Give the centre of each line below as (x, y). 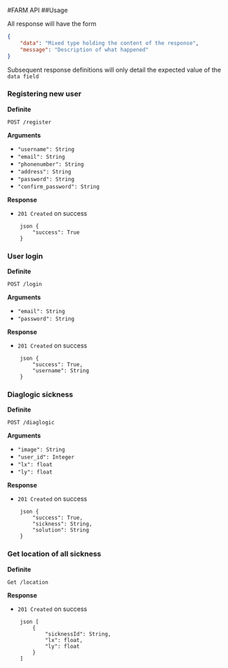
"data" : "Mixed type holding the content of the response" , (109, 43)
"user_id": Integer (46, 457)
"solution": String (61, 530)
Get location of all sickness (54, 554)
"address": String (44, 171)
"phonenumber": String (51, 164)
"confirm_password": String (58, 186)
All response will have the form (52, 24)
